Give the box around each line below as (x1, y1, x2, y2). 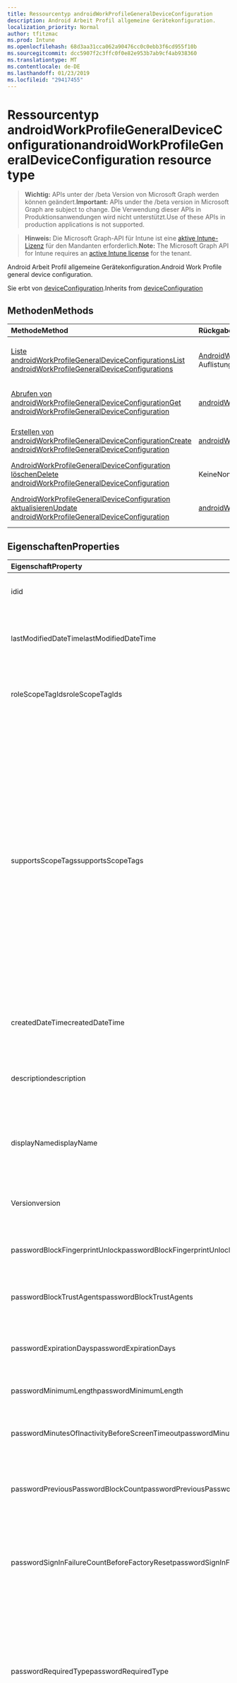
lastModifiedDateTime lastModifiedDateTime (11, 633, 157, 643)
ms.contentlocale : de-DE (7, 63, 80, 70)
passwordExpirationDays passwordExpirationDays (11, 1343, 176, 1353)
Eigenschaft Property (11, 561, 83, 571)
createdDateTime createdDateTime (11, 1017, 125, 1027)
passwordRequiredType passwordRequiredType (11, 1666, 169, 1676)
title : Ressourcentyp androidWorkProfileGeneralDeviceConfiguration (7, 10, 213, 18)
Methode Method (11, 326, 68, 336)
